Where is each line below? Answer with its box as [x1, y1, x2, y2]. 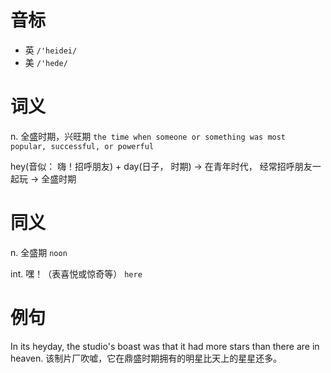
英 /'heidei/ [24, 44, 78, 56]
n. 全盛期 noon [10, 246, 68, 258]
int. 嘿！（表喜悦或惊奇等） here [10, 267, 143, 280]
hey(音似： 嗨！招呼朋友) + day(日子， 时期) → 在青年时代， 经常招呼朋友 [10, 160, 313, 172]
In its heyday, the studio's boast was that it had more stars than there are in [10, 340, 320, 352]
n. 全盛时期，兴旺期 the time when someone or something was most [10, 130, 287, 142]
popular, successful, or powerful [10, 141, 155, 151]
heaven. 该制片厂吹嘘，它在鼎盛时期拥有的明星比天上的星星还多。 [10, 352, 283, 364]
